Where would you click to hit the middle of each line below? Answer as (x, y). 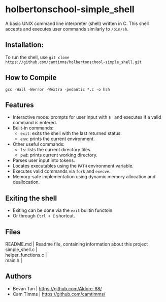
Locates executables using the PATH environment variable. (73, 166)
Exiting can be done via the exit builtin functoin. (63, 210)
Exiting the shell (31, 198)
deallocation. (26, 182)
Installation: (25, 45)
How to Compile (31, 78)
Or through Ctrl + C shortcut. (44, 216)
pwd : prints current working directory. (59, 155)
